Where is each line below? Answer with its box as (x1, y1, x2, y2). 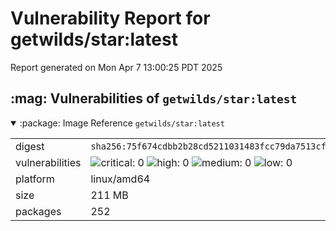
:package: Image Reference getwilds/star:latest (19, 117, 225, 129)
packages (15, 204, 62, 218)
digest (15, 139, 45, 153)
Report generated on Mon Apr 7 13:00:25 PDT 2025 (10, 61, 223, 73)
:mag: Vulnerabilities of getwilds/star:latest (10, 90, 298, 107)
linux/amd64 (90, 172, 151, 186)
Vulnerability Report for (10, 7, 211, 30)
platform (15, 172, 55, 186)
